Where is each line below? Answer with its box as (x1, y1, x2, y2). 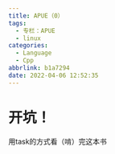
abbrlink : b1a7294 (8, 64, 70, 72)
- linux (15, 34, 42, 43)
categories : (8, 42, 48, 50)
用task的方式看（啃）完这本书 (8, 136, 107, 146)
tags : (8, 19, 27, 27)
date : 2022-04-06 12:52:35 (8, 71, 99, 79)
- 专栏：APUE (15, 26, 55, 34)
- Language (15, 49, 52, 57)
